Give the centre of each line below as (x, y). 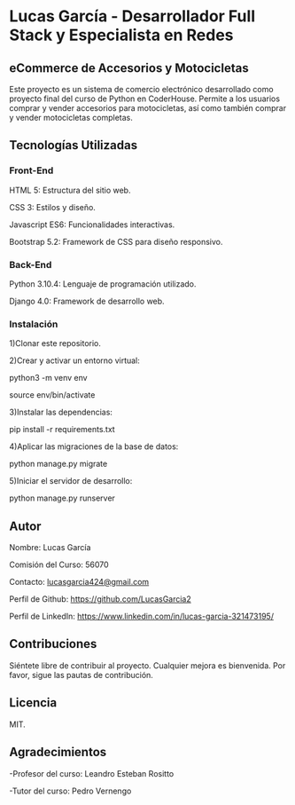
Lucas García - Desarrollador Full (132, 16)
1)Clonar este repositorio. (55, 343)
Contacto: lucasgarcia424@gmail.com (79, 582)
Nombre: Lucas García (50, 548)
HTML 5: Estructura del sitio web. (70, 190)
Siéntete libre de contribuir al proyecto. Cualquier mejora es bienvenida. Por (147, 665)
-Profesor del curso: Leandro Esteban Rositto (92, 773)
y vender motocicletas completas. (71, 118)
